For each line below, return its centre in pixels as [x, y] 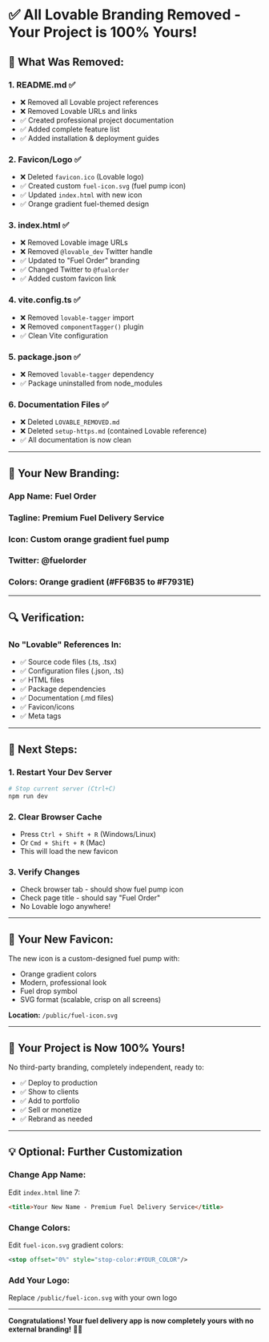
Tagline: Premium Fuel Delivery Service [86, 517]
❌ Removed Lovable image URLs [74, 243]
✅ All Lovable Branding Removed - [125, 15]
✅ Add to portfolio [50, 1101]
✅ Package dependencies [63, 689]
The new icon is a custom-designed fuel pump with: [94, 959]
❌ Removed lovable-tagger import [77, 317]
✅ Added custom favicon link [68, 279]
